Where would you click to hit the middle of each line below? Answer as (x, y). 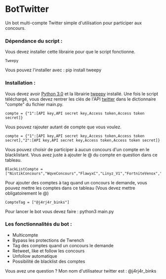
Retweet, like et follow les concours (48, 251)
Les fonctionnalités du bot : (39, 224)
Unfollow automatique (35, 256)
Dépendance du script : (34, 41)
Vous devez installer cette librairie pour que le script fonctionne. (70, 52)
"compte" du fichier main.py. (34, 104)
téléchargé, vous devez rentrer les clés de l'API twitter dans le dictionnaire (81, 99)
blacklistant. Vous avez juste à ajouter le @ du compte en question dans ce (82, 155)
